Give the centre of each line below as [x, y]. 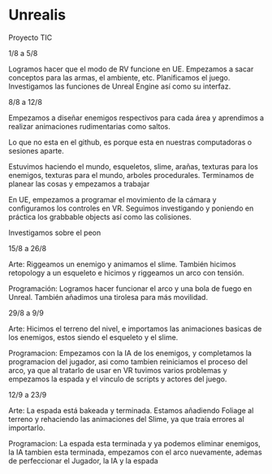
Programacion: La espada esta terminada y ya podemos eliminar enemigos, [135, 443]
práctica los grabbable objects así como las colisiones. [100, 216]
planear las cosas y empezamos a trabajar [79, 184]
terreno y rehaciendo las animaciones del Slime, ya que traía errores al [127, 419]
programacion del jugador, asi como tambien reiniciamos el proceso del [128, 361]
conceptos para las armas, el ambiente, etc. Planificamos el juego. [119, 77]
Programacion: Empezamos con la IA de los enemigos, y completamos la [130, 353]
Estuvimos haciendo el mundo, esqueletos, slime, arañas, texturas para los [133, 166]
